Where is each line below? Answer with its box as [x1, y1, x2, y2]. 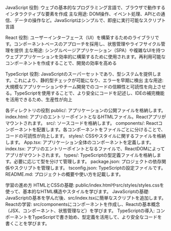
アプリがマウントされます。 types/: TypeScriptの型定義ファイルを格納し [5, 152, 157, 158]
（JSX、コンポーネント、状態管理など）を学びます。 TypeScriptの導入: [5, 207, 155, 214]
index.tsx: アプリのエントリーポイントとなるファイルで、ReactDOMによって [5, 146, 165, 152]
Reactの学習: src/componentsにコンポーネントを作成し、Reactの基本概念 [5, 201, 160, 207]
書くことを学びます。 [5, 220, 50, 226]
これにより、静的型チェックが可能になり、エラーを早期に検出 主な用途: [13, 77, 164, 83]
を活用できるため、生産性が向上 [5, 97, 72, 102]
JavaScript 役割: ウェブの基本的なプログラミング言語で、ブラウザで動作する [5, 5, 166, 10]
